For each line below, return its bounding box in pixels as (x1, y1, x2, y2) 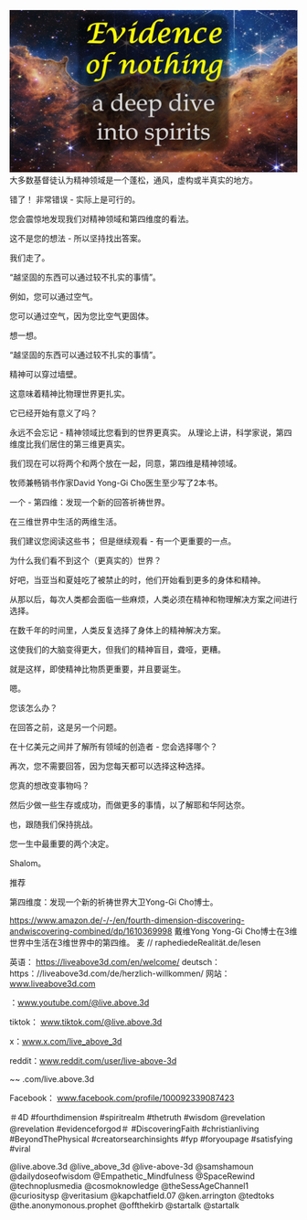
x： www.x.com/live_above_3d (9, 1035, 122, 1046)
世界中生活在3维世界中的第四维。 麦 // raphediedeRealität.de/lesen (9, 937, 261, 948)
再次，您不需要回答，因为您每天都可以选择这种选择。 (9, 760, 210, 771)
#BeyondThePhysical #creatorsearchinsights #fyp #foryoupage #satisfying (9, 1133, 293, 1144)
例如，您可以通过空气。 (9, 291, 98, 302)
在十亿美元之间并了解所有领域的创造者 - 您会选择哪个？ (9, 741, 218, 752)
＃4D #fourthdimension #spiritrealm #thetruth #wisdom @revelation (9, 1111, 266, 1122)
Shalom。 (9, 857, 47, 868)
